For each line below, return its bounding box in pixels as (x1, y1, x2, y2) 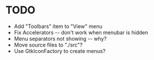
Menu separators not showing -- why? (13, 35, 107, 42)
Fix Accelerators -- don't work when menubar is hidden (13, 29, 149, 36)
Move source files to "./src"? (13, 41, 83, 48)
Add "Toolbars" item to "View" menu (13, 23, 103, 30)
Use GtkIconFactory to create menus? (13, 47, 106, 54)
